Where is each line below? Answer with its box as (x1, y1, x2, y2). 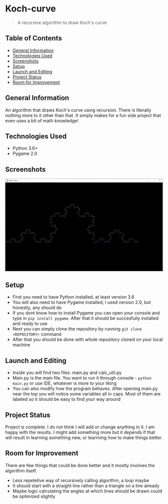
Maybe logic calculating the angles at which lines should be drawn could (12, 488, 162, 494)
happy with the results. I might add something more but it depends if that (5, 429, 155, 435)
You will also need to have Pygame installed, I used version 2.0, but (12, 299, 151, 305)
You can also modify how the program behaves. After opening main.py (12, 385, 158, 391)
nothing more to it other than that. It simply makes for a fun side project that (5, 112, 161, 118)
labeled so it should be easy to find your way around (12, 396, 121, 402)
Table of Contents (5, 34, 62, 42)
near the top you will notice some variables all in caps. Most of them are (12, 391, 161, 397)
